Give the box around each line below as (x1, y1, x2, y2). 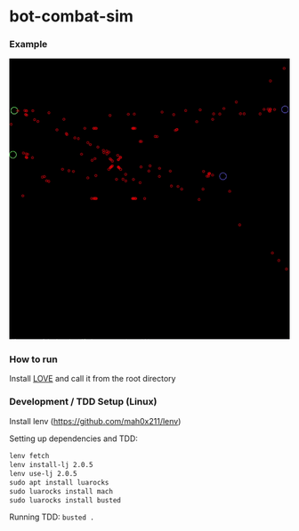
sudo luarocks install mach (9, 487, 114, 495)
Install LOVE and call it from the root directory (9, 374, 176, 384)
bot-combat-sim (9, 6, 133, 27)
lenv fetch (9, 451, 50, 460)
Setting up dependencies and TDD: (9, 433, 138, 444)
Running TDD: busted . (9, 511, 95, 522)
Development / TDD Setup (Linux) (9, 396, 158, 408)
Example (9, 38, 48, 51)
